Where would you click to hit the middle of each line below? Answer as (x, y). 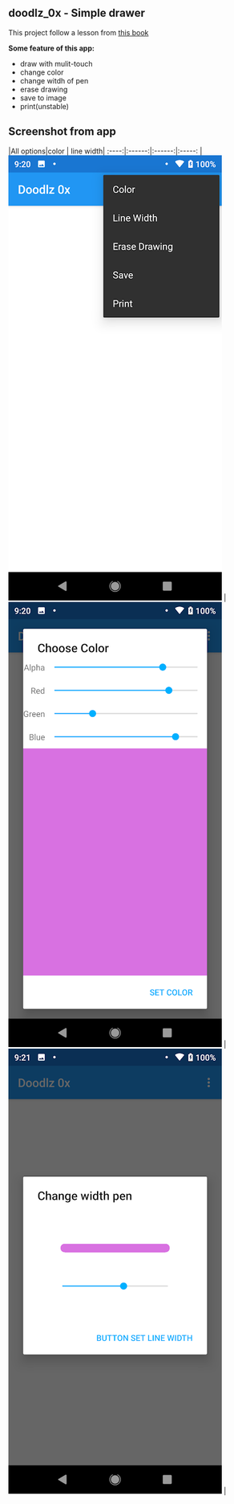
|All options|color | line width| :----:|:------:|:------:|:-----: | (105, 151)
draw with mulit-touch (56, 63)
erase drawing (44, 89)
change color (42, 72)
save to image (43, 98)
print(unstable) (44, 106)
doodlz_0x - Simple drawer (77, 13)
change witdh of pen (54, 80)
